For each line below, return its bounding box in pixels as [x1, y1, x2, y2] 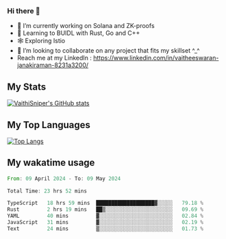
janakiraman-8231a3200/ [16, 61, 89, 69]
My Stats [7, 81, 47, 92]
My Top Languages [7, 119, 91, 131]
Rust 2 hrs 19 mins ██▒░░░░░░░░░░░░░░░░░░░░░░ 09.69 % [7, 206, 204, 213]
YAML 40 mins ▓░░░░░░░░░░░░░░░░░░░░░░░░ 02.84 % [7, 212, 204, 220]
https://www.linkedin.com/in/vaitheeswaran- [93, 54, 219, 62]
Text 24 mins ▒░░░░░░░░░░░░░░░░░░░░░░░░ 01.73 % [7, 225, 204, 232]
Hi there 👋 [7, 6, 41, 16]
